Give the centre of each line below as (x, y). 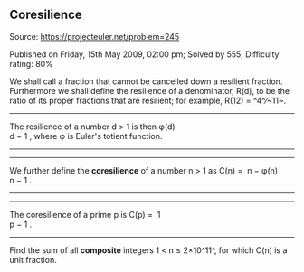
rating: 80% (32, 63)
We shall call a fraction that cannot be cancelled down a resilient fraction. (146, 81)
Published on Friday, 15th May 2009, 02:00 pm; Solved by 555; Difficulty (144, 54)
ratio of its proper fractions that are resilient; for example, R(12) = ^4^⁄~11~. (148, 100)
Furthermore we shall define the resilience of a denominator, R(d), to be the (150, 90)
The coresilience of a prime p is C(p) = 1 (85, 214)
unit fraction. (33, 259)
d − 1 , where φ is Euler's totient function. (86, 136)
